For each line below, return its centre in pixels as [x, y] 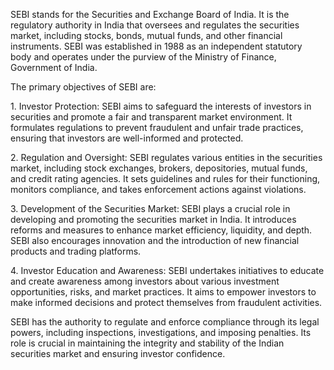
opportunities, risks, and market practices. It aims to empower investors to [163, 292]
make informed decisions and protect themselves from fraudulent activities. [166, 302]
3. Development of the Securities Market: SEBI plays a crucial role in [150, 208]
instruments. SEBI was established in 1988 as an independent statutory [156, 46]
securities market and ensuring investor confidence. [118, 353]
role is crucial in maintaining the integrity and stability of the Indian [147, 343]
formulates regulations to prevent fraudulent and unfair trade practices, [157, 127]
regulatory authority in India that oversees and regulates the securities [155, 25]
